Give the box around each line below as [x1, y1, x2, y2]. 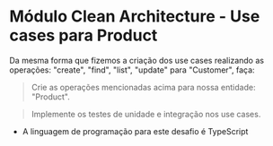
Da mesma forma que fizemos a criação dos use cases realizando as [9, 55, 265, 65]
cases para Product [9, 25, 158, 46]
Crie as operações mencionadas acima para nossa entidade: [31, 82, 256, 92]
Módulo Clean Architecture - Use [9, 6, 260, 27]
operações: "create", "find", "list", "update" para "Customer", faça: [9, 64, 255, 75]
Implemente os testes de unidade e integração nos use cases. [31, 108, 261, 119]
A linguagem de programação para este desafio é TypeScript [22, 125, 249, 136]
